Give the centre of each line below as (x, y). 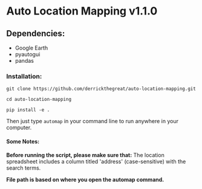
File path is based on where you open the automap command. (85, 179)
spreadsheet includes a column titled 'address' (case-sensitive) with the (96, 161)
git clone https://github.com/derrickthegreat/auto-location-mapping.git (101, 89)
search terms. (24, 168)
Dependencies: (36, 34)
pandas (24, 61)
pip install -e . (28, 110)
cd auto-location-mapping (39, 100)
